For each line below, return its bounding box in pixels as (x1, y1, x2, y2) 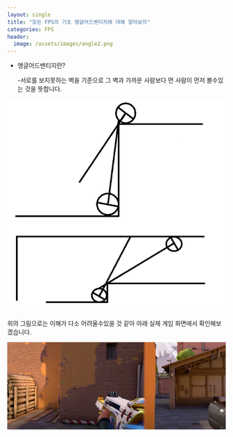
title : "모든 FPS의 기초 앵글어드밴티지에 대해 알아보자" (7, 18, 150, 26)
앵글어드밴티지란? (17, 61, 66, 69)
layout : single (7, 11, 51, 18)
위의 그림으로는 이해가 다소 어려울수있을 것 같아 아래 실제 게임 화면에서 (7, 319, 198, 327)
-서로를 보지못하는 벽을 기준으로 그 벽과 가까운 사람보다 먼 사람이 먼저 (17, 76, 206, 85)
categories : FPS (7, 26, 54, 33)
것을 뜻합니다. (24, 85, 62, 93)
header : (7, 33, 30, 40)
